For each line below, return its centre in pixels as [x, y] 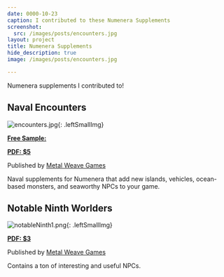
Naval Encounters [47, 108]
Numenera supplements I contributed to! [66, 86]
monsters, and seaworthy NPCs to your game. [93, 186]
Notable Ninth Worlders [60, 208]
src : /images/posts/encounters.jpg [65, 33]
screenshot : [24, 27]
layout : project [31, 40]
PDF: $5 [19, 151]
